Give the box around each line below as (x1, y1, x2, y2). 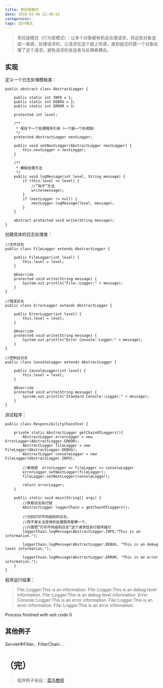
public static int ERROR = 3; (14, 104, 76, 109)
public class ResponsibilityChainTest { (5, 422, 89, 427)
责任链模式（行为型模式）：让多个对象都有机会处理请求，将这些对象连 (17, 35, 156, 41)
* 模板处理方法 (16, 166, 42, 171)
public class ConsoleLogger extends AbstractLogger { (5, 360, 117, 365)
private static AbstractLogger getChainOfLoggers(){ (14, 430, 123, 435)
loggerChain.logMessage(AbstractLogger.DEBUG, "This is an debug (22, 542, 159, 547)
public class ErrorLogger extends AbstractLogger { (5, 303, 112, 308)
